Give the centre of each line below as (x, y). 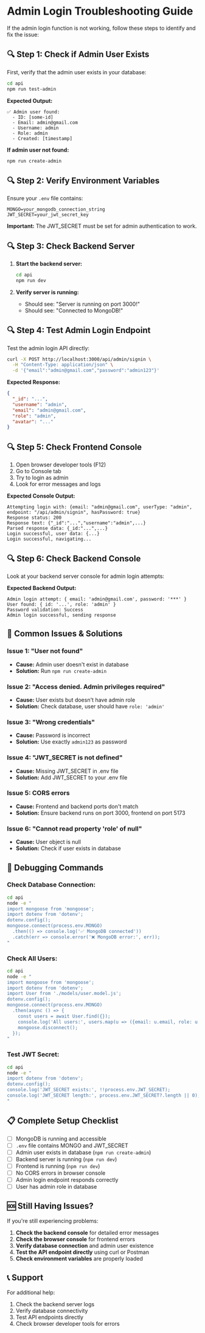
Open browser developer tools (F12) (61, 465)
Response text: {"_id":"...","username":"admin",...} (77, 523)
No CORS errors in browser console (61, 1173)
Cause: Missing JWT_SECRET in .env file (67, 771)
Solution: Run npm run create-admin (61, 670)
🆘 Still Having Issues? (50, 1206)
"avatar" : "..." (33, 421)
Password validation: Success (45, 610)
